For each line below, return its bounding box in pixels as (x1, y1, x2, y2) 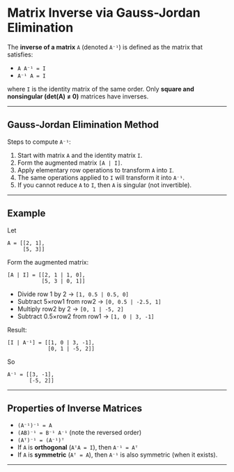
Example (7, 207, 46, 219)
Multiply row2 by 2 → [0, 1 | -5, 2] (17, 304, 124, 313)
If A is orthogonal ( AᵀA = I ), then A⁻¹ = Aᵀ (17, 443, 139, 452)
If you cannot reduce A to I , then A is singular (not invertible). (17, 180, 192, 189)
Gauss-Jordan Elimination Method (7, 119, 159, 131)
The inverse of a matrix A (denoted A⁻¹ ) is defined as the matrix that (7, 43, 203, 51)
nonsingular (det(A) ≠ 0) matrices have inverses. (7, 92, 149, 101)
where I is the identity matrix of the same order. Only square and (7, 84, 195, 93)
